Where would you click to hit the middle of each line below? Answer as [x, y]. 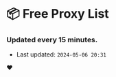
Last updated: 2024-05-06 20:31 [61, 55]
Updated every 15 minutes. [52, 40]
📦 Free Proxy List [58, 14]
